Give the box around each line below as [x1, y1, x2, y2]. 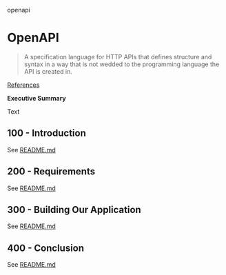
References [7, 81, 40, 89]
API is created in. [23, 67, 72, 75]
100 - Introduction [7, 128, 86, 139]
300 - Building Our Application [7, 203, 141, 216]
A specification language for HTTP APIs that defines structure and [23, 52, 212, 61]
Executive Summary [7, 94, 67, 102]
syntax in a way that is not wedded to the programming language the [23, 60, 220, 68]
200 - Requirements [7, 165, 95, 178]
